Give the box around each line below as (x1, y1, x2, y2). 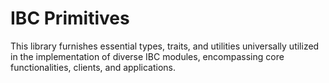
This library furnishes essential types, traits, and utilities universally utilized (10, 40, 320, 52)
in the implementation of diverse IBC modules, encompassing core (10, 50, 285, 62)
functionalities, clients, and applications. (10, 61, 177, 73)
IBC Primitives (10, 7, 130, 30)
